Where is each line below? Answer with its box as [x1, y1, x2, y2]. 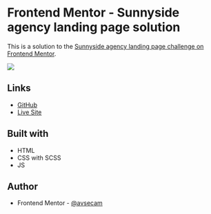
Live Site [17, 108, 42, 116]
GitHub [17, 100, 38, 109]
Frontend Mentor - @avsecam [17, 199, 103, 207]
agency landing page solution [7, 19, 181, 35]
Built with [7, 128, 49, 140]
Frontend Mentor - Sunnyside [7, 5, 180, 21]
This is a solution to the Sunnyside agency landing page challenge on [7, 42, 204, 50]
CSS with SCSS [17, 153, 61, 162]
